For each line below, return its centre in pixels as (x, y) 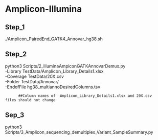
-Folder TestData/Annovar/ (32, 81)
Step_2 (16, 54)
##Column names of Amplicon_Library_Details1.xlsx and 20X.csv (85, 96)
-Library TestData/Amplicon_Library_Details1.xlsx (54, 71)
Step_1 (15, 27)
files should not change (30, 100)
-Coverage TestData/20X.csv (34, 76)
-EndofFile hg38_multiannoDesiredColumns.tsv (53, 87)
